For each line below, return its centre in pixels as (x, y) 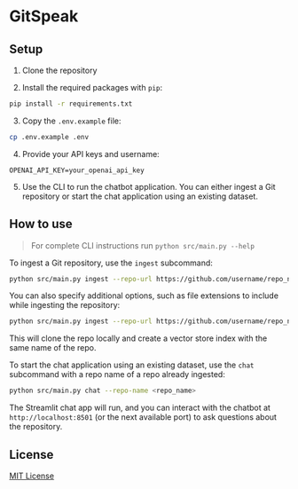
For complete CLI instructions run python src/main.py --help (143, 245)
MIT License (32, 476)
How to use (41, 224)
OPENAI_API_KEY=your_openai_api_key (77, 170)
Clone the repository (59, 70)
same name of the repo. (53, 348)
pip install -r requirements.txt (71, 104)
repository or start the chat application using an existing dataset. (140, 196)
